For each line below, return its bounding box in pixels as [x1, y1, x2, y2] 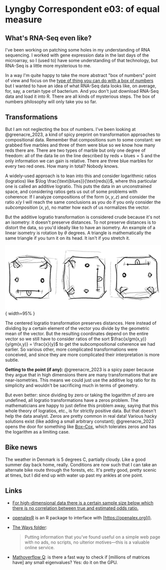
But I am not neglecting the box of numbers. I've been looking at [5, 126, 136, 132]
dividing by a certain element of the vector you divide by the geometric [5, 325, 150, 331]
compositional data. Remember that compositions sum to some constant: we [5, 136, 161, 142]
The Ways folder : [12, 524, 47, 530]
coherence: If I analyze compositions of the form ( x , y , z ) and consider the [5, 193, 155, 199]
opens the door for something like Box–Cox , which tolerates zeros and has [5, 423, 157, 430]
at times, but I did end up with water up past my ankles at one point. [5, 472, 143, 478]
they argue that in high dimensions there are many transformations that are [5, 372, 158, 378]
